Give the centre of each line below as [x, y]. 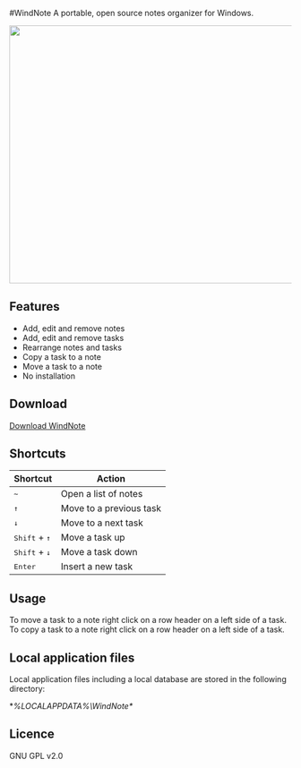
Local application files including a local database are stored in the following [148, 679]
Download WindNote [47, 425]
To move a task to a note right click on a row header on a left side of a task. [148, 620]
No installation [49, 376]
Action [112, 479]
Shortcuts [38, 454]
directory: [27, 689]
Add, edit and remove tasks [73, 337]
